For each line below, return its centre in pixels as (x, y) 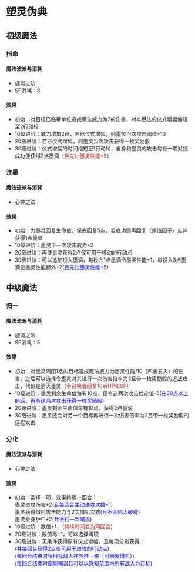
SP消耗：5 (27, 342)
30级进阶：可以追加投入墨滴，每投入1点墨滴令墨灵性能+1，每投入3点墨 (100, 260)
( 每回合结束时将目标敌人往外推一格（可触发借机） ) (75, 556)
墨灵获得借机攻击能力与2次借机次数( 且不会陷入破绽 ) (77, 512)
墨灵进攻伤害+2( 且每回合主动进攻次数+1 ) (64, 505)
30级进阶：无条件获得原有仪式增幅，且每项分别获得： (80, 541)
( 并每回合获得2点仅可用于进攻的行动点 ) (62, 549)
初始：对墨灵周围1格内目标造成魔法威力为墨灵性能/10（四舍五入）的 (97, 371)
